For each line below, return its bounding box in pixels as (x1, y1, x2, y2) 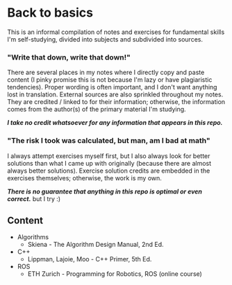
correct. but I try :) (7, 194, 61, 202)
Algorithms (17, 233, 49, 241)
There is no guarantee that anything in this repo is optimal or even (7, 187, 203, 196)
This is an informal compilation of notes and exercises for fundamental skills (7, 28, 225, 36)
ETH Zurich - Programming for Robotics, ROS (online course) (27, 270, 203, 278)
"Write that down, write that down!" (7, 52, 131, 62)
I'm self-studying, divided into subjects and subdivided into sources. (7, 35, 204, 43)
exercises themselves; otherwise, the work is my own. (7, 173, 162, 182)
